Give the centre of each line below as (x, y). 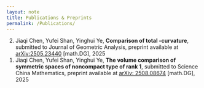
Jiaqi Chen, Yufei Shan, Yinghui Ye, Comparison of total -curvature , (102, 41)
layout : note (23, 12)
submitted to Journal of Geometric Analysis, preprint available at (97, 47)
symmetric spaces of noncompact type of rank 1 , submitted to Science (107, 67)
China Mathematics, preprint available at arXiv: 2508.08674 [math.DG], (105, 73)
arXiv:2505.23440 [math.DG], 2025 (60, 54)
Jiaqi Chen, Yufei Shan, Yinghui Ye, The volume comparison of (96, 60)
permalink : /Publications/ (41, 23)
